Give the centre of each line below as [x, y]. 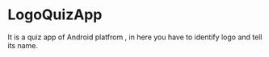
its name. [23, 45]
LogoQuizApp [55, 15]
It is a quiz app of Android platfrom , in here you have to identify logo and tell [135, 37]
